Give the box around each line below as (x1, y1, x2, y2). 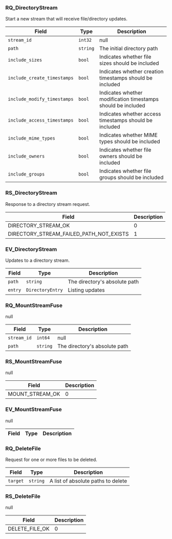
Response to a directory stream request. (5, 201, 91, 207)
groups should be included (99, 174, 164, 181)
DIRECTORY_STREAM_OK (8, 222, 70, 229)
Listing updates (68, 286, 105, 294)
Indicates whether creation (99, 68, 164, 75)
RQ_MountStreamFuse (5, 302, 63, 309)
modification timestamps (99, 95, 159, 103)
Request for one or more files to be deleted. (5, 456, 97, 463)
